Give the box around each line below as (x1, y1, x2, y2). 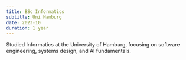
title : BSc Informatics (6, 8, 65, 15)
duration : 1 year (6, 25, 49, 31)
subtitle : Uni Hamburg (6, 14, 62, 20)
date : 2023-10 (6, 19, 41, 25)
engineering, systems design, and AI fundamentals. (6, 48, 132, 55)
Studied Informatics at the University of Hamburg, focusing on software (6, 41, 180, 48)
